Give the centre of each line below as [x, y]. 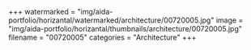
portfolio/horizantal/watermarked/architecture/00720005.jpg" [111, 20]
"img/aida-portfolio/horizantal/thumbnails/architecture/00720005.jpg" [125, 29]
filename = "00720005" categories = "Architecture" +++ [102, 37]
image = [230, 20]
